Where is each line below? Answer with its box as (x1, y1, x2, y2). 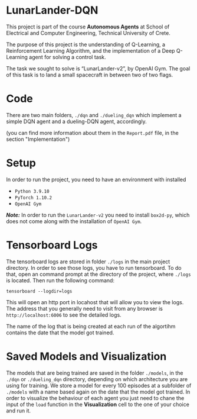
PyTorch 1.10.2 (14, 195, 52, 201)
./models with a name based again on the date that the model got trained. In (6, 388, 191, 395)
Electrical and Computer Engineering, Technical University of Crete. (6, 29, 171, 36)
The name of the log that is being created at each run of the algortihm (6, 323, 176, 330)
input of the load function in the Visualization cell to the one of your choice (6, 401, 190, 408)
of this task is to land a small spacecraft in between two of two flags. (6, 71, 173, 78)
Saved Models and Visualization (6, 350, 167, 363)
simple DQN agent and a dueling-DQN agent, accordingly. (6, 118, 147, 125)
